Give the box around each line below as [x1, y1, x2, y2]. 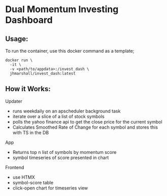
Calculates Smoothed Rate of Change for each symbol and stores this [12, 124, 158, 130]
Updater [5, 98, 23, 104]
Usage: [5, 34, 29, 43]
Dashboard [5, 14, 53, 26]
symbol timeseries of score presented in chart [12, 154, 109, 161]
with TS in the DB [12, 129, 49, 135]
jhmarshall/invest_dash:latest [10, 71, 76, 76]
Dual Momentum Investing [5, 4, 119, 15]
